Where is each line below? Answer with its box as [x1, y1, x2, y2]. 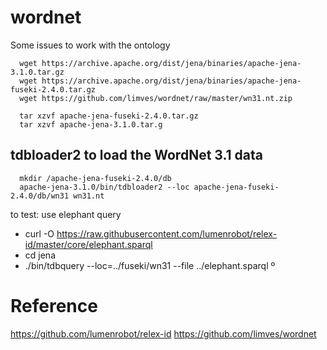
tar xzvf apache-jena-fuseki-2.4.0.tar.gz [19, 111, 199, 121]
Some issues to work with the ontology [10, 39, 171, 51]
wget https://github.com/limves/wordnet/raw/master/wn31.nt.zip [19, 93, 293, 103]
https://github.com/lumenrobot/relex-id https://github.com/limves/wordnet [10, 327, 317, 340]
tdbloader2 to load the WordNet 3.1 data [10, 147, 263, 164]
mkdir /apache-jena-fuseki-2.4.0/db [19, 173, 172, 183]
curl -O [24, 227, 55, 240]
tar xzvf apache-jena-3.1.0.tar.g [19, 119, 163, 130]
